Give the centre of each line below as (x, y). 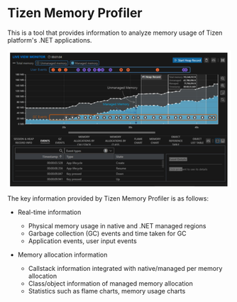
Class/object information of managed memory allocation (111, 284)
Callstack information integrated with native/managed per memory (125, 269)
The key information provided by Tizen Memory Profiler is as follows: (108, 198)
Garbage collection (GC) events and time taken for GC (107, 234)
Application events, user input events (82, 241)
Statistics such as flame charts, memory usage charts (107, 291)
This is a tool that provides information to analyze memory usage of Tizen (115, 33)
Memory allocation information (62, 255)
